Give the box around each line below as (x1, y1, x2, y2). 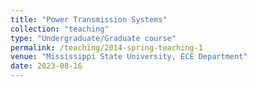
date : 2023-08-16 (10, 61, 83, 71)
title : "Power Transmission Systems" (10, 14, 168, 25)
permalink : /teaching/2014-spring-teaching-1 (10, 42, 203, 53)
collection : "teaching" (10, 24, 110, 34)
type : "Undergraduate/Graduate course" (10, 33, 177, 43)
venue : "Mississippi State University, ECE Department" (10, 52, 248, 62)
